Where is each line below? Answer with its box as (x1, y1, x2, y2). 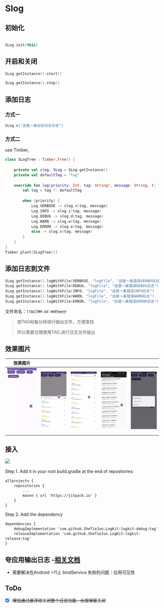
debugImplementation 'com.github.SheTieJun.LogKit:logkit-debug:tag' (14, 526, 159, 531)
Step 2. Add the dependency (5, 511, 63, 518)
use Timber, (5, 147, 29, 153)
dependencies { (5, 522, 36, 526)
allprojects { (5, 479, 34, 483)
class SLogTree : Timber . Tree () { (5, 157, 76, 162)
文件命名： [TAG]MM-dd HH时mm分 (5, 308, 67, 314)
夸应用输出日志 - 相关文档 (5, 555, 81, 564)
